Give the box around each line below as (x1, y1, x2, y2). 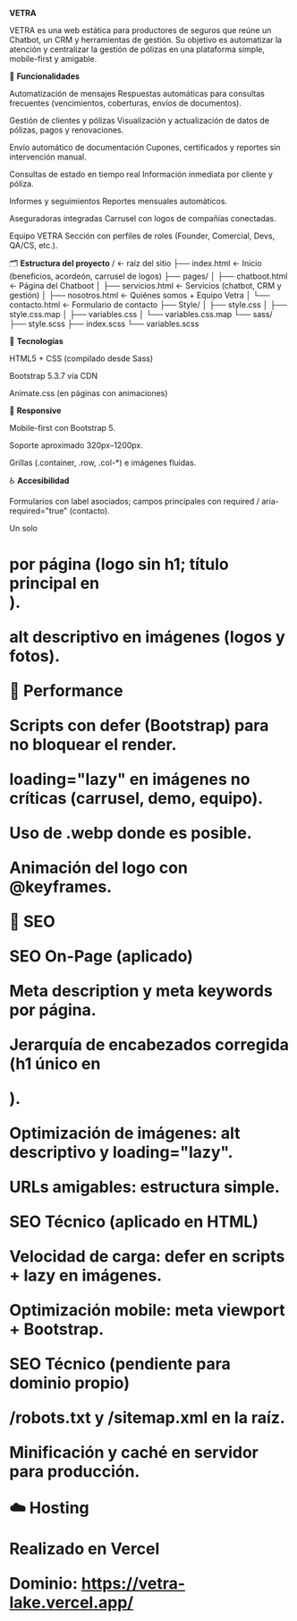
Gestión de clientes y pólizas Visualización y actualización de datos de (9, 116, 270, 125)
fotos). (9, 646, 61, 667)
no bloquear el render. (9, 735, 177, 755)
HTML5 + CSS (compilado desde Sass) (9, 353, 154, 364)
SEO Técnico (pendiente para (9, 1354, 231, 1375)
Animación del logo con (9, 858, 188, 878)
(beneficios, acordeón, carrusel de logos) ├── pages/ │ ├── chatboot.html (9, 271, 288, 281)
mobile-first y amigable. (9, 54, 98, 64)
